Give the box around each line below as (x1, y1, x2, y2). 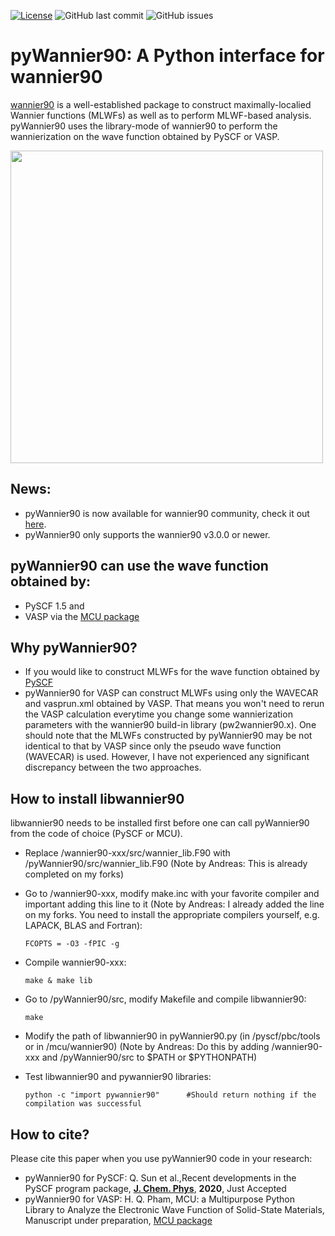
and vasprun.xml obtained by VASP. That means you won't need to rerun (24, 698, 325, 710)
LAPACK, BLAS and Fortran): (24, 920, 143, 932)
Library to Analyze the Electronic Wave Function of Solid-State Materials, (24, 1204, 325, 1215)
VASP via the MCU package (24, 610, 140, 622)
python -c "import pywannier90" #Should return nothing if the (24, 1090, 317, 1100)
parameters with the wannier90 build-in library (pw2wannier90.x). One (24, 719, 317, 731)
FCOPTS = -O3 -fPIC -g (24, 939, 120, 949)
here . (24, 518, 47, 530)
